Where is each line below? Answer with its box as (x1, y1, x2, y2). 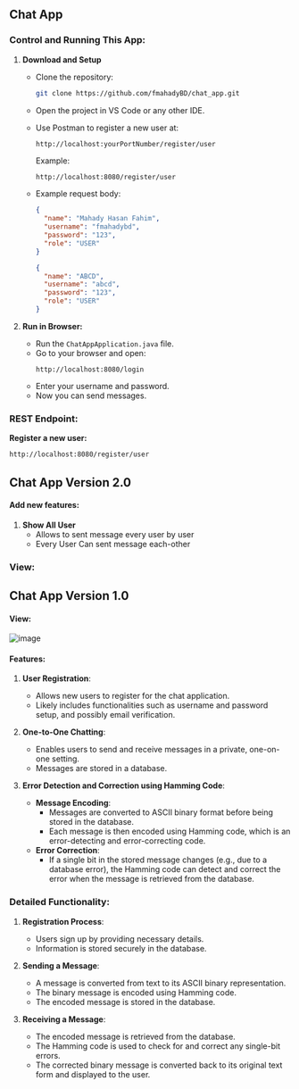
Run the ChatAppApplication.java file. (35, 338, 174, 349)
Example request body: (35, 188, 121, 199)
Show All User (21, 520, 76, 530)
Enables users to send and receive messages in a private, (35, 744, 248, 755)
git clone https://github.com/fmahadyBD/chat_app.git (35, 88, 240, 97)
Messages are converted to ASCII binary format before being (48, 807, 274, 818)
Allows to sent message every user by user (35, 528, 195, 539)
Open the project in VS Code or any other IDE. (35, 104, 205, 115)
